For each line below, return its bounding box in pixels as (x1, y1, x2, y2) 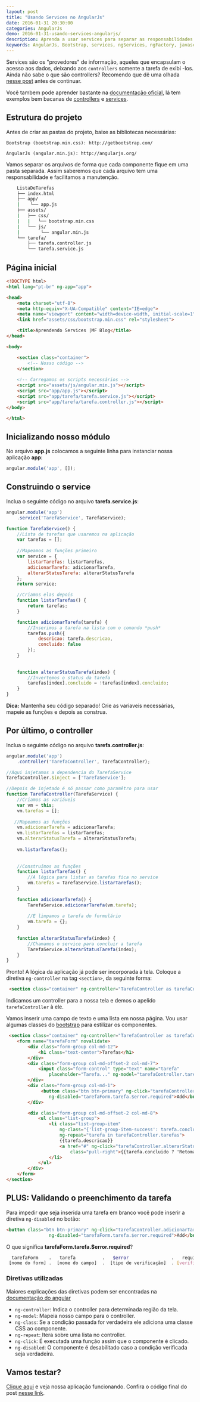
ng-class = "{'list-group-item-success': (59, 1126, 159, 1133)
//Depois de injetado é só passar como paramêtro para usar (6, 785, 159, 792)
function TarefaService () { (6, 525, 76, 531)
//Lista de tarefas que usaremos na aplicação (17, 531, 135, 537)
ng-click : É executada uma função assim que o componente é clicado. (14, 1337, 189, 1345)
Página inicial (6, 262, 57, 273)
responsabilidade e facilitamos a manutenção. (6, 174, 119, 181)
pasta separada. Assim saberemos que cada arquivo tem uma (6, 167, 158, 174)
